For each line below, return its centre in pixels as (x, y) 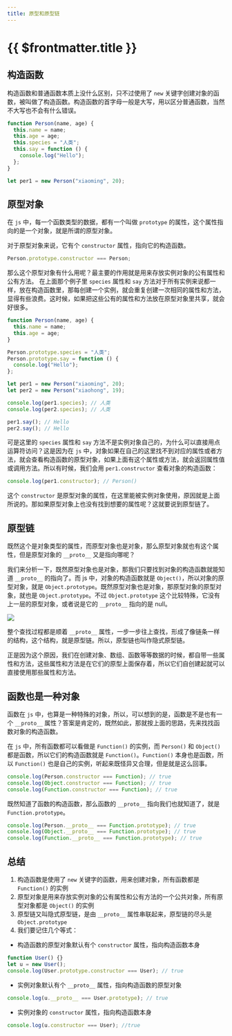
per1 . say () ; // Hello (38, 422)
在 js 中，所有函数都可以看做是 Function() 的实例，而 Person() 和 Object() (114, 746)
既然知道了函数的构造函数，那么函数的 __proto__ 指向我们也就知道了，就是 (114, 803)
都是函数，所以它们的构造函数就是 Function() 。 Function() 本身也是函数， (113, 754)
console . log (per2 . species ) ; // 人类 (59, 409)
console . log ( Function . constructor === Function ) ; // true (92, 790)
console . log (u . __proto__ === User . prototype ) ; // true (88, 998)
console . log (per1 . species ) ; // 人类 (59, 403)
